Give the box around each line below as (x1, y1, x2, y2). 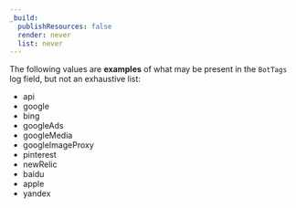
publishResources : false (17, 22, 112, 31)
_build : (9, 13, 39, 23)
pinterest (22, 150, 57, 161)
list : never (17, 38, 64, 48)
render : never (17, 30, 71, 39)
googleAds (22, 120, 64, 131)
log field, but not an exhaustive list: (9, 74, 142, 85)
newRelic (22, 159, 58, 170)
